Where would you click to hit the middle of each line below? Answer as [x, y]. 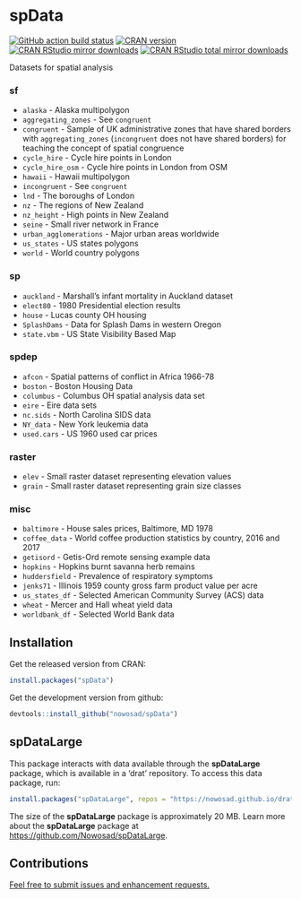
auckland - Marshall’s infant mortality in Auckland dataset [128, 296]
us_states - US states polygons [80, 244]
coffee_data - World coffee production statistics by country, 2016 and [151, 538]
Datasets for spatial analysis [61, 67]
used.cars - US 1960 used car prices [90, 433]
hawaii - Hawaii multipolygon [76, 177]
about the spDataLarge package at [74, 826]
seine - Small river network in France [90, 224]
